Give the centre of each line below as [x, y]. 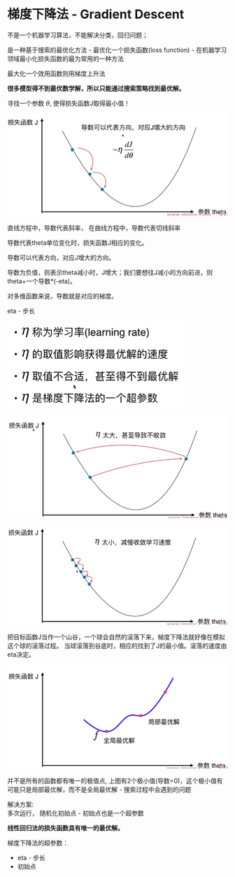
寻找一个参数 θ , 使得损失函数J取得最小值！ [69, 103]
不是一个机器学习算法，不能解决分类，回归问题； [78, 35]
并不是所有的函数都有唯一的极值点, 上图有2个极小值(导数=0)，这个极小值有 [115, 780]
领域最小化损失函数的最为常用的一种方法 [65, 58]
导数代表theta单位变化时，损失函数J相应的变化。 [78, 243]
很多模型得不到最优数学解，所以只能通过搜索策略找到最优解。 [96, 88]
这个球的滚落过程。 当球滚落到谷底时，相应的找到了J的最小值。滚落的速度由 [117, 646]
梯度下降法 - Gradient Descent [96, 14]
